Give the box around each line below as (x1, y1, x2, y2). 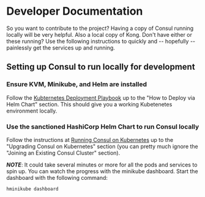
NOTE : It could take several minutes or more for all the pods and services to (6, 161, 198, 168)
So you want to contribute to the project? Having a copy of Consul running (6, 24, 194, 32)
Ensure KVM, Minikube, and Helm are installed (6, 80, 147, 89)
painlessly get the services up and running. (6, 44, 115, 51)
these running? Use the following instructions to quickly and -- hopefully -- (6, 37, 196, 45)
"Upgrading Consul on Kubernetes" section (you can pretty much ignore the (6, 143, 199, 150)
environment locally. (6, 107, 58, 114)
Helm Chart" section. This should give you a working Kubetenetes (6, 100, 173, 108)
